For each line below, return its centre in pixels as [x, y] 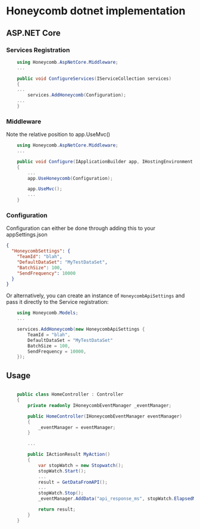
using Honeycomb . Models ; [48, 313]
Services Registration [38, 50]
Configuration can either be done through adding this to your [81, 228]
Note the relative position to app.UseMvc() [58, 135]
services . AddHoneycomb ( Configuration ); [77, 95]
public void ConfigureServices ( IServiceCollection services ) [94, 79]
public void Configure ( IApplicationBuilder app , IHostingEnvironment [105, 161]
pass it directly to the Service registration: [57, 302]
